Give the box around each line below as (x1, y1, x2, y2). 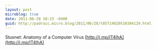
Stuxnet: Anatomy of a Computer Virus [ (5, 34, 87, 40)
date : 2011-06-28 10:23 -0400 (5, 16, 68, 21)
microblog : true (5, 12, 39, 17)
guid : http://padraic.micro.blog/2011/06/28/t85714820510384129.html (5, 21, 152, 26)
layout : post (5, 7, 32, 12)
